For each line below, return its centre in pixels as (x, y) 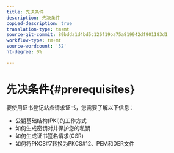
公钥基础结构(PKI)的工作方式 (51, 121)
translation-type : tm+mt (38, 29)
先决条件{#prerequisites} (71, 89)
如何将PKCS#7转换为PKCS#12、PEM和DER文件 (75, 143)
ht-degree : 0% (24, 52)
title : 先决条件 (25, 12)
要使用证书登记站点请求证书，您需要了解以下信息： (71, 107)
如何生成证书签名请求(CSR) (49, 136)
